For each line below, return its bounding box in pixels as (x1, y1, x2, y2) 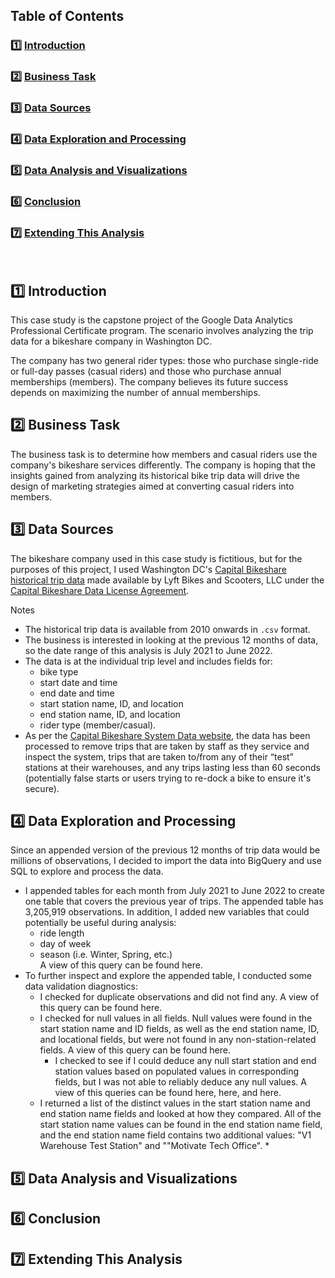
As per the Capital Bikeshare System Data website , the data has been (24, 729, 311, 741)
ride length (39, 927, 85, 939)
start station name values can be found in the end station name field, (39, 1119, 323, 1131)
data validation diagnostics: (24, 980, 138, 993)
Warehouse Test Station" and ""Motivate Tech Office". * (39, 1140, 270, 1152)
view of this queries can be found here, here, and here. (54, 1087, 282, 1099)
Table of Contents (10, 8, 125, 25)
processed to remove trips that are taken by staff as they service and (24, 740, 310, 752)
